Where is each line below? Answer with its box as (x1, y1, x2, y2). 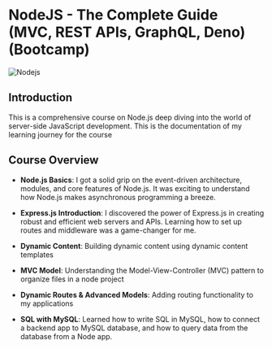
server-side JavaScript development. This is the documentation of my (8, 120, 242, 131)
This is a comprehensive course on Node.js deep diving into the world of (8, 112, 252, 122)
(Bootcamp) (8, 41, 90, 59)
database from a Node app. (19, 331, 113, 341)
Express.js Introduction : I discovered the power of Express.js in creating (19, 207, 265, 217)
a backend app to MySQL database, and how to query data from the (19, 323, 248, 333)
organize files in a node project (19, 274, 124, 284)
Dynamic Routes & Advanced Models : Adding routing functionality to (19, 290, 254, 299)
